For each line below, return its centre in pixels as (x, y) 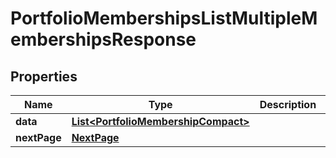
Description (288, 104)
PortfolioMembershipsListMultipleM (164, 18)
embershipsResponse (103, 39)
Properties (44, 76)
